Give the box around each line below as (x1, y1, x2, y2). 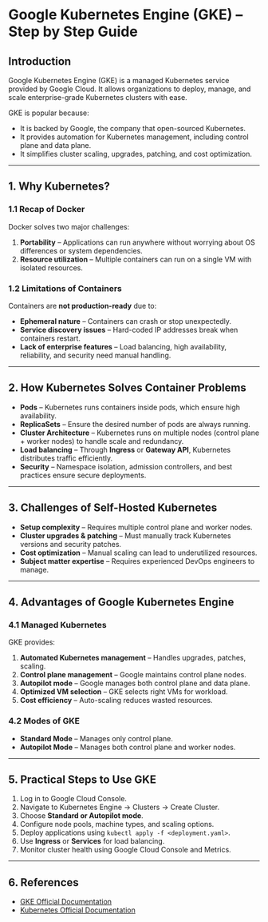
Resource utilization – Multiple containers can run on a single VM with (19, 254, 252, 264)
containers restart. (19, 333, 81, 343)
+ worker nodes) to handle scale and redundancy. (19, 436, 184, 445)
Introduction (8, 54, 72, 68)
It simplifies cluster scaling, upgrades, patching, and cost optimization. (19, 150, 253, 158)
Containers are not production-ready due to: (8, 301, 157, 310)
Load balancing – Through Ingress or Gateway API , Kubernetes (19, 445, 231, 454)
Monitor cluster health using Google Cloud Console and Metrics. (19, 845, 231, 855)
